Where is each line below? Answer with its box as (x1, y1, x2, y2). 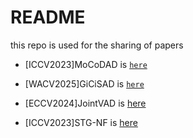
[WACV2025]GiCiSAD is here (24, 77, 145, 90)
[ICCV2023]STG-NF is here (24, 116, 138, 128)
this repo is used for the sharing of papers (10, 39, 184, 51)
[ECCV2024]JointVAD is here (24, 97, 147, 109)
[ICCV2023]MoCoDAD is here (24, 58, 148, 70)
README (10, 6, 86, 29)
